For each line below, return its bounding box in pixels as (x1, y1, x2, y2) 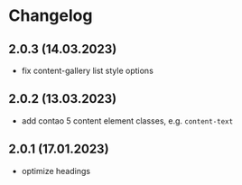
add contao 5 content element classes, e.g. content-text (21, 115, 234, 126)
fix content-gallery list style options (21, 65, 154, 76)
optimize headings (21, 165, 91, 176)
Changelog (8, 5, 93, 26)
